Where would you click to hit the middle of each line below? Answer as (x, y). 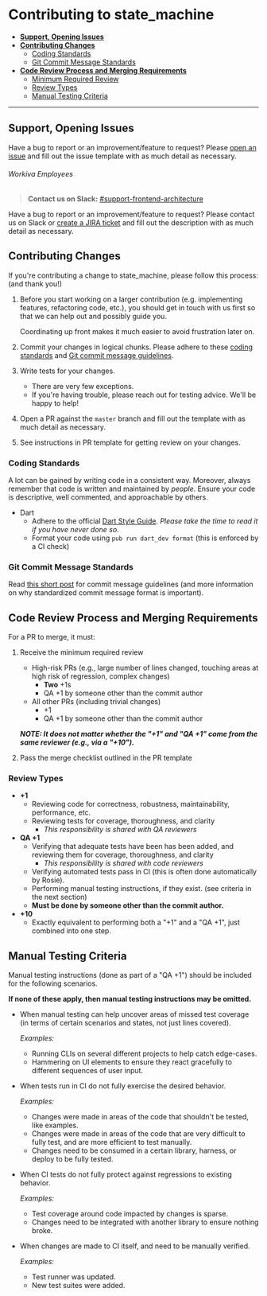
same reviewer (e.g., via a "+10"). (77, 742)
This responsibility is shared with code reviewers (124, 863)
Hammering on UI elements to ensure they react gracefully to (132, 1062)
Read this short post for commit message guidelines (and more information (131, 584)
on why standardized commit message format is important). (106, 593)
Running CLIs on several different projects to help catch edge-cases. (144, 1054)
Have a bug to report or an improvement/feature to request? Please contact (132, 214)
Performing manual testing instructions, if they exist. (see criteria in (141, 889)
